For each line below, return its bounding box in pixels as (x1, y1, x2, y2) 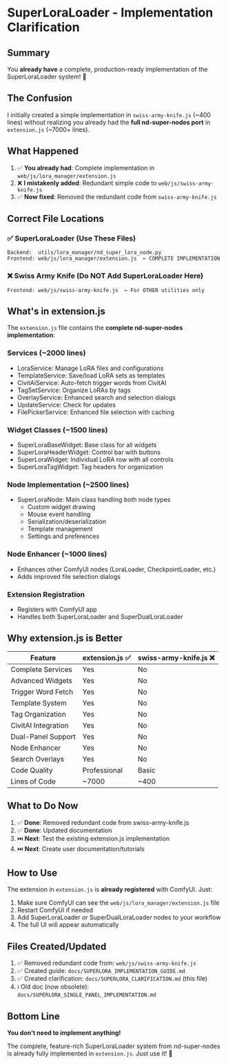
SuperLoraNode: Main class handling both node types (17, 495, 171, 504)
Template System (10, 698, 67, 708)
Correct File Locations (7, 213, 105, 225)
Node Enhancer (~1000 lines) (7, 549, 107, 559)
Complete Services (10, 664, 72, 674)
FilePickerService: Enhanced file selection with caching (17, 408, 174, 416)
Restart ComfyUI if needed (17, 906, 94, 914)
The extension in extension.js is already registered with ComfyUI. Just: (7, 886, 213, 894)
